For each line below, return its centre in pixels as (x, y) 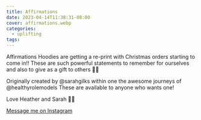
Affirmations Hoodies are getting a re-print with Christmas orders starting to (101, 57)
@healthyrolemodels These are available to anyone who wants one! (90, 87)
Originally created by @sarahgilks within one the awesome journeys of (94, 81)
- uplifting (27, 34)
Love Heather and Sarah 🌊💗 (41, 99)
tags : (13, 40)
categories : (21, 28)
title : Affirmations (32, 12)
